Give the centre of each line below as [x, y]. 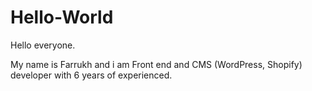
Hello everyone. [43, 45]
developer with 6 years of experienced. [91, 75]
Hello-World [62, 17]
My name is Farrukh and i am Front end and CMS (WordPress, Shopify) [156, 64]
